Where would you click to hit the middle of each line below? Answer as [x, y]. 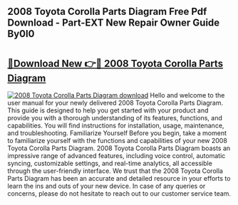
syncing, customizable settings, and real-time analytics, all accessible [110, 163]
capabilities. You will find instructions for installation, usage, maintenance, [116, 125]
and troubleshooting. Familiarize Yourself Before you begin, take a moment [117, 133]
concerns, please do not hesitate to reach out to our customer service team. [119, 194]
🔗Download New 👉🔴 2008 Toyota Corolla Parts [115, 63]
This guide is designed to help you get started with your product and [108, 110]
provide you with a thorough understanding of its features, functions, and [115, 118]
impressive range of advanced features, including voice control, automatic [117, 156]
